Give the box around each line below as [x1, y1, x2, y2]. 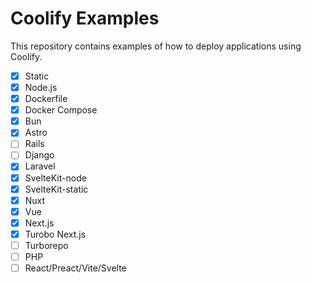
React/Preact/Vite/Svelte [24, 262, 127, 274]
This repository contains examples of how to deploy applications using [10, 40, 302, 52]
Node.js [24, 82, 58, 93]
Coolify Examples [10, 7, 160, 30]
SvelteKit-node [24, 172, 87, 184]
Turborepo [24, 239, 69, 251]
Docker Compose [24, 104, 98, 116]
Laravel [24, 160, 56, 172]
